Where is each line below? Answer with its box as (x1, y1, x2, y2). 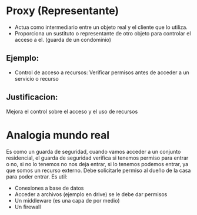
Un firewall (14, 203, 41, 210)
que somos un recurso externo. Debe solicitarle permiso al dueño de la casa (6, 167, 191, 174)
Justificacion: (6, 92, 58, 102)
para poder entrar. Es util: (6, 173, 68, 180)
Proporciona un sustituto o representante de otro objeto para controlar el (14, 29, 191, 37)
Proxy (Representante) (6, 4, 119, 18)
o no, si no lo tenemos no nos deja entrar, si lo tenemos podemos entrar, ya (6, 160, 189, 167)
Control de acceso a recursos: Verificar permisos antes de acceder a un (14, 69, 189, 76)
